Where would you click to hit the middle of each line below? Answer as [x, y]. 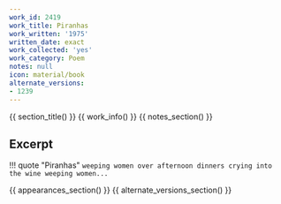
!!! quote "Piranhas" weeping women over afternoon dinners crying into [140, 165]
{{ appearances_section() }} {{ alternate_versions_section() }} [121, 190]
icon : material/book [47, 75]
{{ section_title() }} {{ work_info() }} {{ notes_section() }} [111, 117]
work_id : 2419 [35, 17]
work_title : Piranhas [49, 26]
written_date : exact [47, 42]
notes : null [31, 67]
